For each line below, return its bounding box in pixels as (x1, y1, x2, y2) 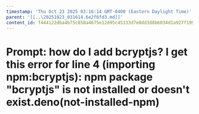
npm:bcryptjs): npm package (6, 70, 153, 83)
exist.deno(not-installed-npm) (6, 95, 160, 109)
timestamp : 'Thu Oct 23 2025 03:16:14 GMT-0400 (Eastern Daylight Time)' (6, 8, 192, 15)
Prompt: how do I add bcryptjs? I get (6, 45, 188, 58)
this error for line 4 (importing (6, 57, 156, 71)
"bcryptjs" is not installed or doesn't (6, 83, 190, 96)
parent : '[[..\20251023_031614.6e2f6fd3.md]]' (6, 14, 123, 20)
